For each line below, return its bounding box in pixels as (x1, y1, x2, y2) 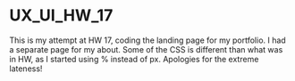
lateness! (9, 63, 43, 74)
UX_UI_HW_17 (9, 5, 114, 26)
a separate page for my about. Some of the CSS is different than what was (9, 44, 283, 54)
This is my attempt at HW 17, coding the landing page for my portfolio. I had (9, 35, 286, 45)
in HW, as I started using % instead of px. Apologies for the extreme (9, 53, 259, 64)
